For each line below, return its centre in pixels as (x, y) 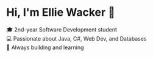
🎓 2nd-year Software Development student (62, 29)
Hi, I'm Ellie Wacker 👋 (61, 12)
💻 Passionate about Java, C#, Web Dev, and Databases (76, 38)
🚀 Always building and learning (45, 47)
